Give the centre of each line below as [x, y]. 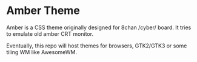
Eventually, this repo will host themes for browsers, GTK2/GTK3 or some [97, 46]
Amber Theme [43, 11]
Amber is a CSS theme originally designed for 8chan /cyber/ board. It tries [99, 27]
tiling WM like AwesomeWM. [42, 52]
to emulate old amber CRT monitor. [50, 33]
